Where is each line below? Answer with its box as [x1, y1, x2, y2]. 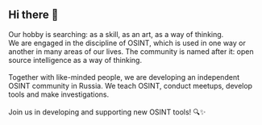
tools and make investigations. [8, 90, 110, 99]
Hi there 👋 [8, 8, 59, 22]
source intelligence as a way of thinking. [8, 55, 143, 65]
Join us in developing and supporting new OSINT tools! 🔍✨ [8, 106, 206, 117]
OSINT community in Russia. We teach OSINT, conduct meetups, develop [8, 81, 252, 90]
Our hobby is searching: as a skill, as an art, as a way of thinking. [8, 29, 224, 39]
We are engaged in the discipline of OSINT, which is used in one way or [8, 38, 246, 48]
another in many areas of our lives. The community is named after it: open [8, 46, 254, 56]
